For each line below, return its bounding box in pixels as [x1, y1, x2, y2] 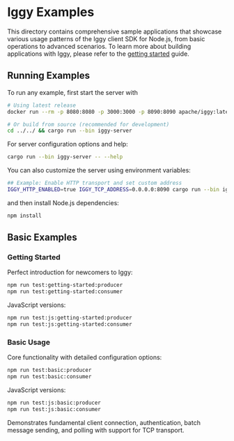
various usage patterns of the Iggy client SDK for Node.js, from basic [7, 34, 205, 43]
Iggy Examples [7, 4, 95, 20]
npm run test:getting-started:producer [7, 282, 123, 289]
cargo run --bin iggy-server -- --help [7, 154, 123, 160]
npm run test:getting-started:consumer [7, 288, 123, 295]
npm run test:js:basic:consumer [7, 405, 101, 412]
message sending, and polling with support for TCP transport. [7, 426, 185, 434]
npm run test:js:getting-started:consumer [7, 321, 132, 328]
